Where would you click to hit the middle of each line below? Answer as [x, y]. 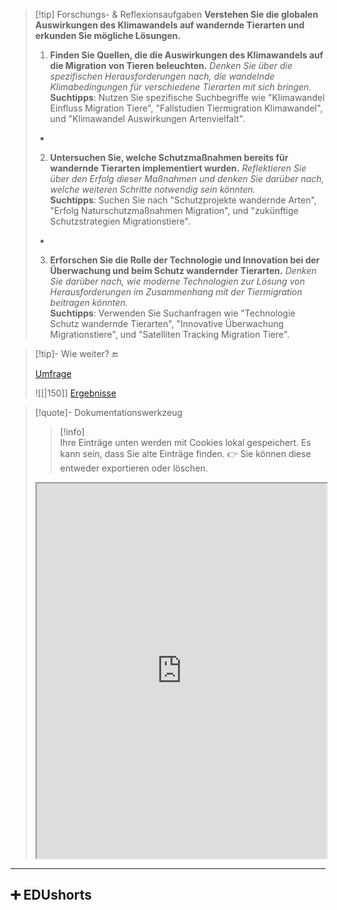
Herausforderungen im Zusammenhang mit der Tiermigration [176, 292]
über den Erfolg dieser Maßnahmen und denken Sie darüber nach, [187, 178]
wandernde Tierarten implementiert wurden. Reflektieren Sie [178, 168]
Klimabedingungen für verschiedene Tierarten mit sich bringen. [180, 87]
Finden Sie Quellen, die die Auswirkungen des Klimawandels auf [186, 55]
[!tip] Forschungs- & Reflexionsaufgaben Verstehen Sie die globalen [176, 14]
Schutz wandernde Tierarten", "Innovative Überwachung [167, 323]
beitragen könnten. [88, 302]
